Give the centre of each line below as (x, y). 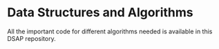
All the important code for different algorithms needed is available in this (110, 31)
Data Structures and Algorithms (100, 13)
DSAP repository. (32, 38)
